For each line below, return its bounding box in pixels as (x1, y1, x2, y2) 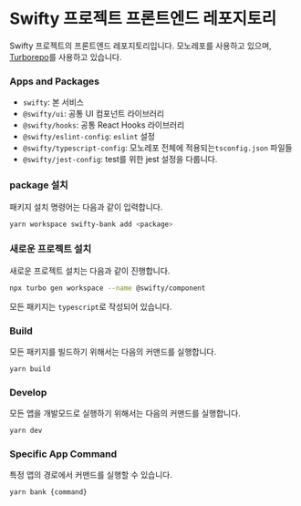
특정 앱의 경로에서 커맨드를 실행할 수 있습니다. (9, 470, 173, 480)
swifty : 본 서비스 (22, 97, 85, 108)
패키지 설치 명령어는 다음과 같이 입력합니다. (9, 201, 163, 212)
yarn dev (9, 426, 43, 436)
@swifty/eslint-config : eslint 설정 (22, 131, 155, 142)
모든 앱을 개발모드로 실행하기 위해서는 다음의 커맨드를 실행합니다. (9, 408, 242, 419)
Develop (9, 386, 47, 398)
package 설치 (9, 179, 68, 191)
